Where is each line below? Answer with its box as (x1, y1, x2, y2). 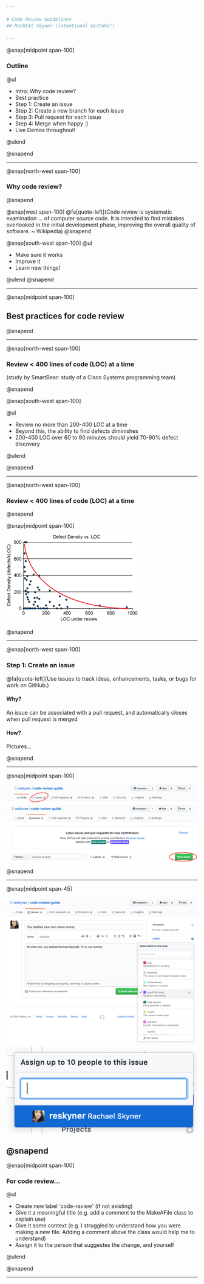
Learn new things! (15, 264, 61, 271)
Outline (6, 61, 29, 70)
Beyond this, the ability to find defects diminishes (15, 427, 138, 435)
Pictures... (6, 743, 32, 750)
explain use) (15, 1215, 46, 1223)
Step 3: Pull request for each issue (15, 113, 101, 121)
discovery (15, 440, 41, 447)
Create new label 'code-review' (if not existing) (15, 1202, 133, 1210)
